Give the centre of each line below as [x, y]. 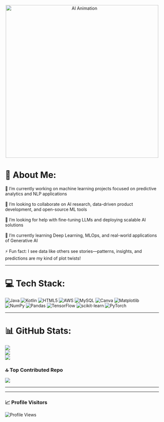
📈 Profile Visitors [26, 402]
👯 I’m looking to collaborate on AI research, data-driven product [69, 204]
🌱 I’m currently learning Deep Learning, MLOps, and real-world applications [81, 235]
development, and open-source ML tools [46, 209]
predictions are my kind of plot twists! [43, 258]
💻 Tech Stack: [35, 284]
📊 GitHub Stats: [38, 331]
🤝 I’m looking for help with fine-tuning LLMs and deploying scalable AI [76, 220]
